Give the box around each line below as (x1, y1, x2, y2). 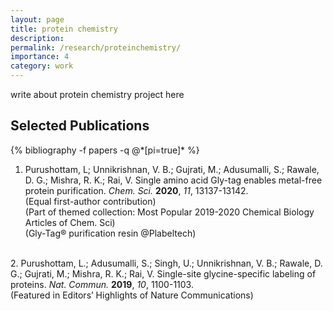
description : (10, 33, 65, 43)
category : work (10, 61, 74, 71)
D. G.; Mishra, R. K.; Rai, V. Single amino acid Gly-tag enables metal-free (24, 174, 323, 186)
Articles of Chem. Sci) (24, 216, 116, 228)
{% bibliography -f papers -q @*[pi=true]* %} (10, 144, 200, 156)
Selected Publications (10, 117, 150, 135)
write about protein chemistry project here (10, 89, 185, 100)
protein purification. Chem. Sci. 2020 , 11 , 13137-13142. (24, 184, 249, 196)
